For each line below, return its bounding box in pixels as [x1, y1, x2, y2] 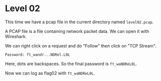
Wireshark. [5, 33, 27, 39]
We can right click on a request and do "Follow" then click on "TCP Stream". [5, 43, 157, 49]
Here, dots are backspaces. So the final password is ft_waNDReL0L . [5, 61, 137, 66]
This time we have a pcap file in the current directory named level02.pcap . [5, 19, 154, 25]
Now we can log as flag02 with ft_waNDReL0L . [5, 70, 95, 76]
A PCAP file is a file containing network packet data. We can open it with [5, 28, 149, 34]
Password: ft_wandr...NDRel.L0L [5, 52, 70, 57]
